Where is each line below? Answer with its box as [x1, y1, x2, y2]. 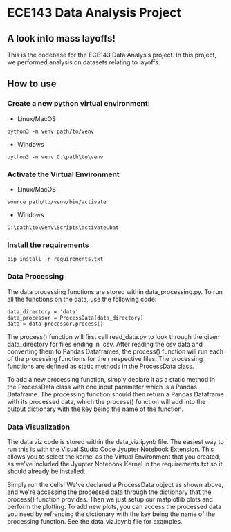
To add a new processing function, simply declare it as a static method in [7, 375, 216, 383]
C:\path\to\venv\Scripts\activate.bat [7, 223, 119, 231]
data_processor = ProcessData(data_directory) [7, 314, 144, 321]
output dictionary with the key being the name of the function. [7, 405, 184, 413]
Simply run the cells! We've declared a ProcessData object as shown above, [7, 480, 223, 488]
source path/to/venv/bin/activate [7, 199, 107, 205]
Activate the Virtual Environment [7, 169, 120, 179]
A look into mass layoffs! [7, 33, 116, 44]
